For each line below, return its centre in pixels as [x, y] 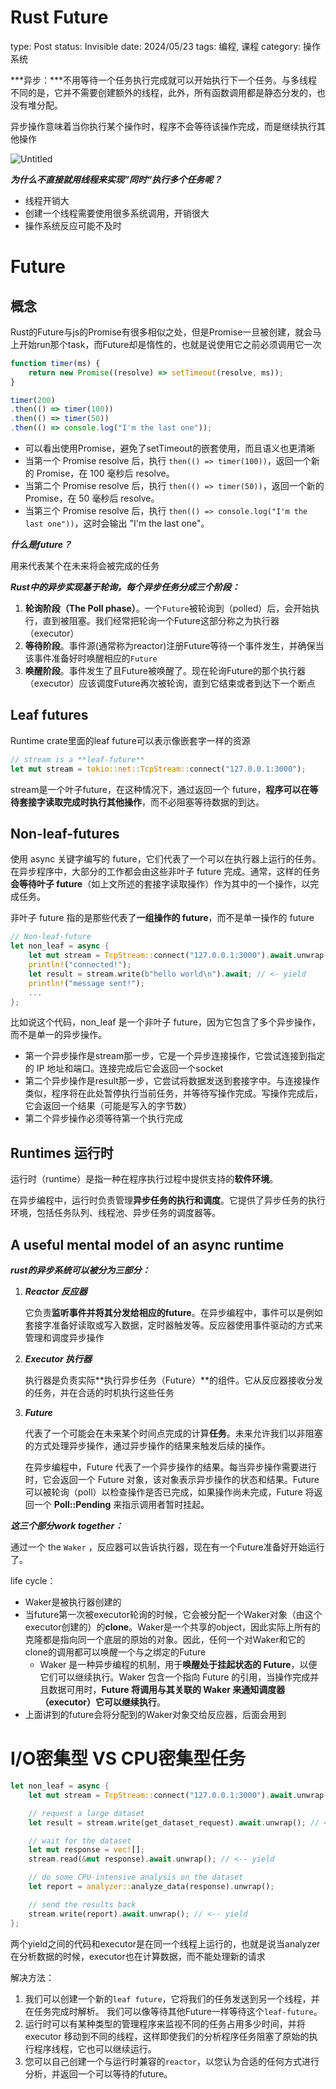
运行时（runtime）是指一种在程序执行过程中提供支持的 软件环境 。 [144, 1179]
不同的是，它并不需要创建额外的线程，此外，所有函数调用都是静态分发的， [163, 92]
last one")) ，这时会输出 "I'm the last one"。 [117, 523]
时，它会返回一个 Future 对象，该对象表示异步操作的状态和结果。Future [172, 1480]
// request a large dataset [86, 1813]
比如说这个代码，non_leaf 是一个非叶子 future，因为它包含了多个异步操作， [165, 1022]
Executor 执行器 [58, 1359]
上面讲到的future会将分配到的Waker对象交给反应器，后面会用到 [155, 1715]
